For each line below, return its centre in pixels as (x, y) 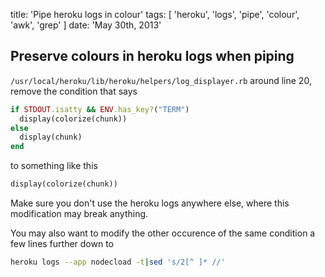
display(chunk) (51, 137)
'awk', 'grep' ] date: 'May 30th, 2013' (86, 25)
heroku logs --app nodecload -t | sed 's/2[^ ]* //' (118, 262)
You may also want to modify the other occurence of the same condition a (163, 233)
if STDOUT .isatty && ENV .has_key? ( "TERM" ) (100, 109)
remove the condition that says (74, 91)
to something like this (54, 166)
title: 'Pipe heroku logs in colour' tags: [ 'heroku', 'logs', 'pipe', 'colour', (155, 14)
